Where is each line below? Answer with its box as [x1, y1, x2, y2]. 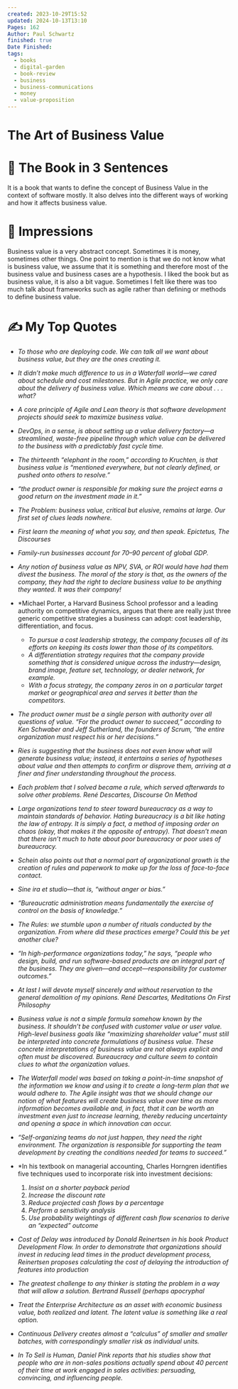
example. [28, 673, 55, 681]
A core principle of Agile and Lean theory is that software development [17, 406, 226, 413]
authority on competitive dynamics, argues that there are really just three [17, 606, 232, 615]
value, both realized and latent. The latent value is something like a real [17, 1308, 227, 1316]
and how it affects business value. [7, 199, 107, 207]
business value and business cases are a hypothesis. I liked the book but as [7, 270, 229, 279]
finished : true [7, 37, 53, 44]
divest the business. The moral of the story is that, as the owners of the [17, 570, 227, 578]
